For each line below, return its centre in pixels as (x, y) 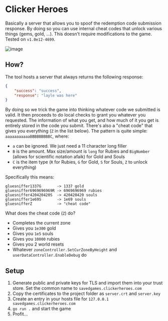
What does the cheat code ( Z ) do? (40, 213)
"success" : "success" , (38, 91)
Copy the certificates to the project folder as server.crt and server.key (86, 294)
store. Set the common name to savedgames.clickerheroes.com (77, 288)
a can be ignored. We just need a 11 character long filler (69, 146)
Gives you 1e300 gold (34, 228)
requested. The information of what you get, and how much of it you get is (82, 120)
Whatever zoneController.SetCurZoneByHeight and (64, 250)
